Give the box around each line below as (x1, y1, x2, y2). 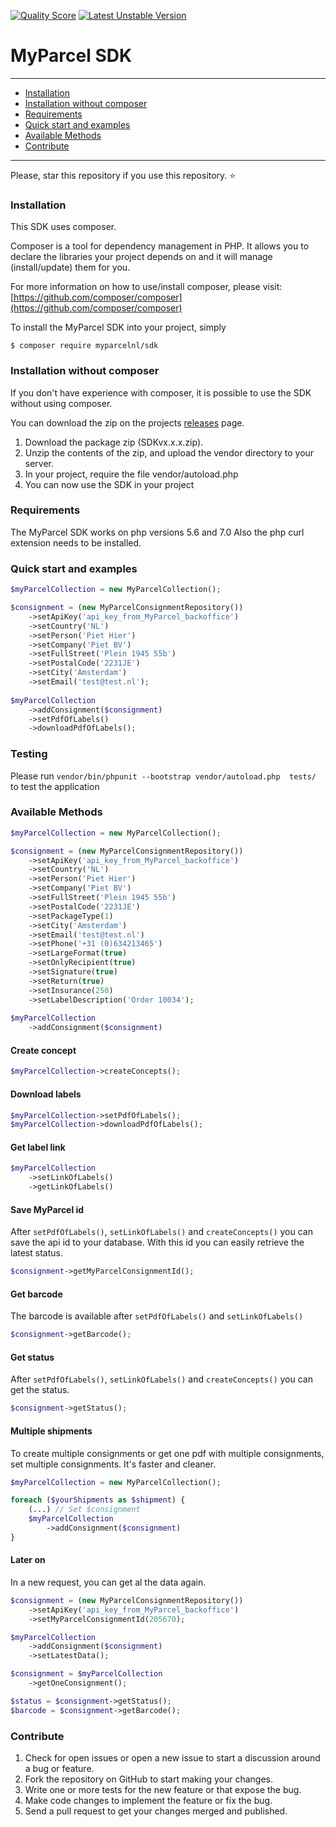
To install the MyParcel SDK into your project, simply (10, 321, 227, 334)
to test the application (10, 780, 100, 792)
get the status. (10, 1384, 70, 1396)
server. (24, 457, 55, 469)
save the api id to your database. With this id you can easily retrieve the (10, 1236, 305, 1249)
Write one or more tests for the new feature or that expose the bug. (24, 1784, 302, 1796)
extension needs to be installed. (10, 536, 142, 549)
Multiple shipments (10, 1425, 93, 1437)
